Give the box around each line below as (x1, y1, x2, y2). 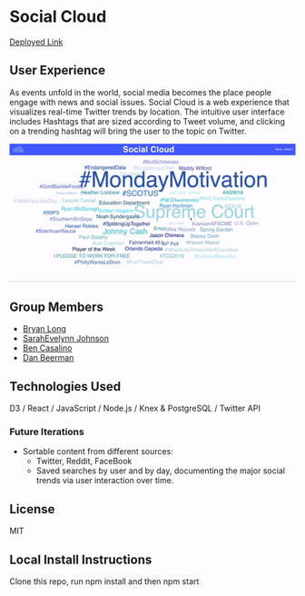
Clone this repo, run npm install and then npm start (9, 576, 200, 587)
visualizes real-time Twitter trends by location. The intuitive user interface (9, 106, 285, 117)
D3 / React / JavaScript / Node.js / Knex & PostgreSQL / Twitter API (9, 402, 261, 414)
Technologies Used (9, 379, 121, 394)
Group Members (9, 299, 104, 314)
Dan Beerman (22, 353, 74, 363)
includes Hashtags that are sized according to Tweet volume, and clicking (9, 115, 286, 126)
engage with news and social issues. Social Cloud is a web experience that (9, 96, 290, 107)
